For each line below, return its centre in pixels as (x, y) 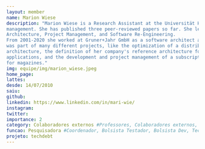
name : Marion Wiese (31, 18)
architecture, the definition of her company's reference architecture (99, 52)
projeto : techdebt (30, 137)
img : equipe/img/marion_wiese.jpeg (52, 68)
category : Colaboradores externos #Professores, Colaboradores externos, (102, 125)
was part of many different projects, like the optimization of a (92, 46)
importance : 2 (24, 119)
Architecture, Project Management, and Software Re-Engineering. (91, 35)
